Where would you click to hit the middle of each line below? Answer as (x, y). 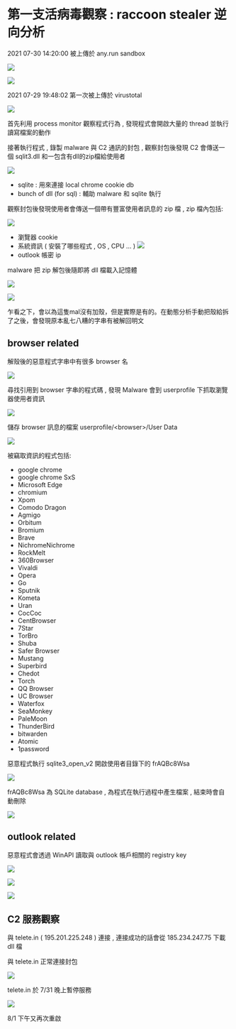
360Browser (36, 560)
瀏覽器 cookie (38, 237)
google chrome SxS (46, 477)
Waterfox (31, 703)
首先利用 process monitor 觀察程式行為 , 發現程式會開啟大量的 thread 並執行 (118, 123)
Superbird (32, 665)
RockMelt (32, 552)
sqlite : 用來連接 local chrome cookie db (76, 185)
